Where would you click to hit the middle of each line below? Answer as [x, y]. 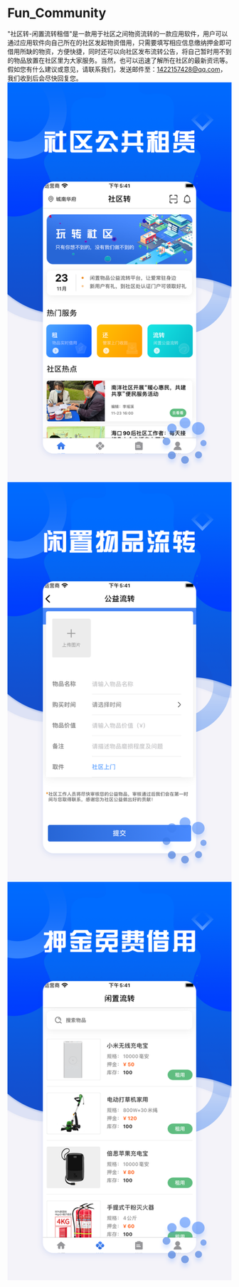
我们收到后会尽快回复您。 [45, 78]
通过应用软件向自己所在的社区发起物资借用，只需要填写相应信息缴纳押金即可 [119, 42]
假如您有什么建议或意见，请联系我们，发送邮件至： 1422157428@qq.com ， [117, 69]
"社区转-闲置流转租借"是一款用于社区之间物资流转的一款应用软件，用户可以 [118, 33]
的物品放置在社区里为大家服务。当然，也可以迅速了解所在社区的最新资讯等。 [119, 60]
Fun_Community [57, 13]
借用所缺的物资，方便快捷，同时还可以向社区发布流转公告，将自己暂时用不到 [119, 51]
